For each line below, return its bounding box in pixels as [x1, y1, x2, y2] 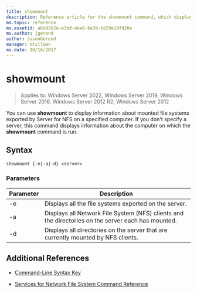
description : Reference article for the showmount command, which [6, 14, 172, 20]
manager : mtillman [6, 42, 51, 48]
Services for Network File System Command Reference [14, 280, 148, 287]
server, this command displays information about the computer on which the [6, 122, 191, 129]
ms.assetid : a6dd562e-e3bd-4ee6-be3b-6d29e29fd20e [6, 25, 133, 31]
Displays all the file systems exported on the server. [44, 199, 187, 208]
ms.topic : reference [6, 19, 57, 25]
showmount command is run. [6, 128, 78, 135]
